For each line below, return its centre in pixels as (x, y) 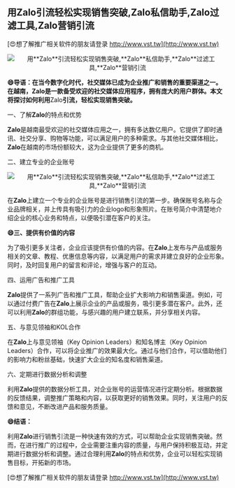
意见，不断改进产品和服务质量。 (65, 406)
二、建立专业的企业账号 (41, 162)
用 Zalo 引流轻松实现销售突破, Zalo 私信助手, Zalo (109, 13)
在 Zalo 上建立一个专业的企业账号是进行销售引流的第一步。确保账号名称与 (112, 200)
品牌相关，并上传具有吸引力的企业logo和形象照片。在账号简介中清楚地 (114, 209)
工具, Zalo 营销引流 (55, 26)
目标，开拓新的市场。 (44, 462)
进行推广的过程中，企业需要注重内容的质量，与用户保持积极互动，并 (123, 445)
